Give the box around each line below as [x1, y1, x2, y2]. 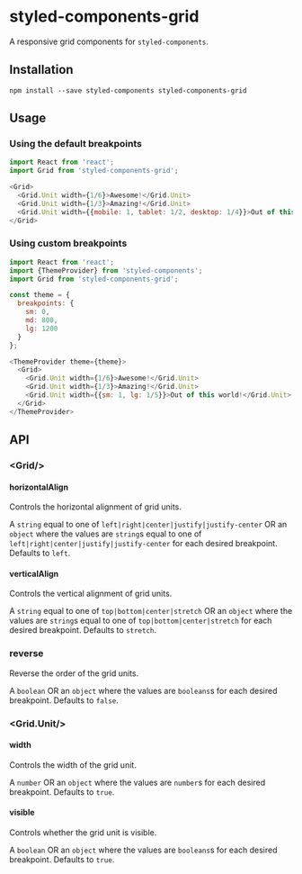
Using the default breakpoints [9, 138, 142, 150]
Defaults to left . [9, 547, 71, 559]
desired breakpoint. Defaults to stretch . [9, 625, 157, 635]
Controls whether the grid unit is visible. [9, 827, 157, 838]
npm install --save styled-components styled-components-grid [9, 86, 247, 95]
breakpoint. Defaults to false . [9, 695, 119, 706]
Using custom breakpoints [9, 237, 128, 249]
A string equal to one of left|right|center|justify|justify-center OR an [9, 519, 288, 530]
